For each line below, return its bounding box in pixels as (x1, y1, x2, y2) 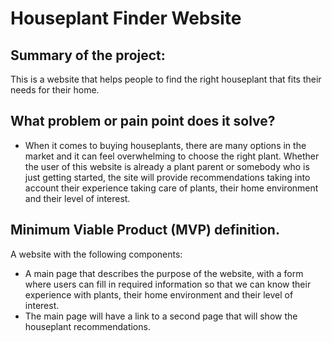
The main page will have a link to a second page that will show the (24, 310, 298, 322)
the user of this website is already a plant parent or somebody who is (24, 160, 310, 172)
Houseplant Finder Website (10, 7, 242, 30)
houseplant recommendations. (24, 320, 151, 332)
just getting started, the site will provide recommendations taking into (24, 171, 311, 183)
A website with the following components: (10, 248, 183, 260)
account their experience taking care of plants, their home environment (24, 182, 319, 194)
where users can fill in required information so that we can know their (24, 278, 312, 290)
